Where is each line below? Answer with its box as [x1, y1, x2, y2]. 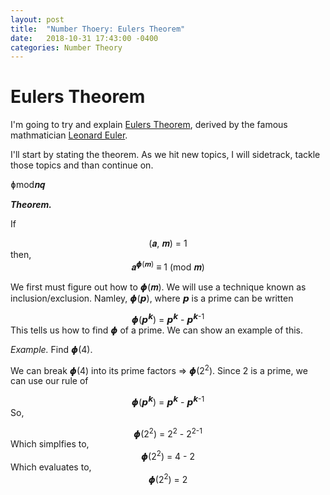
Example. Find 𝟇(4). [10, 343, 93, 355]
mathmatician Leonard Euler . [10, 129, 128, 141]
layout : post [10, 14, 65, 25]
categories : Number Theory [10, 42, 123, 53]
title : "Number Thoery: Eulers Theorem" [10, 24, 186, 34]
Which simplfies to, [10, 438, 90, 450]
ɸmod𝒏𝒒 [10, 179, 46, 191]
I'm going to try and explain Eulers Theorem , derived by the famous [10, 119, 288, 131]
